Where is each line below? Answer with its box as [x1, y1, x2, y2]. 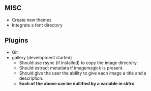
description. [19, 75, 44, 81]
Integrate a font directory [11, 22, 62, 28]
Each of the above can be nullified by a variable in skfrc [19, 80, 135, 86]
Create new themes [11, 17, 52, 23]
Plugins [4, 36, 29, 45]
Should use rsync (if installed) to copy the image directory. [19, 60, 138, 66]
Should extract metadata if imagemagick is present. [19, 65, 124, 70]
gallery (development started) [11, 54, 72, 60]
